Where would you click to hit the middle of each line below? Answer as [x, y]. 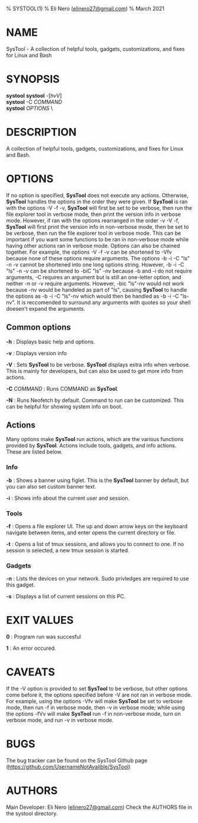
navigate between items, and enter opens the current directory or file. [91, 532]
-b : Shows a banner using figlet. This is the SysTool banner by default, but [98, 480]
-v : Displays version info [36, 353]
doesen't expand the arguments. [46, 308]
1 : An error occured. [31, 648]
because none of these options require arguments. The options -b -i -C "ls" [98, 258]
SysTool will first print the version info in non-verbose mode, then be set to [98, 227]
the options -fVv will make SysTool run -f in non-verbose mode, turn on [94, 714]
